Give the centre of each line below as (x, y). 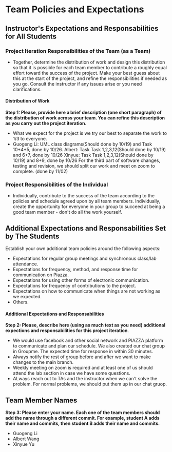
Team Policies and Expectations (75, 9)
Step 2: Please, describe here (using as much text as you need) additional (85, 325)
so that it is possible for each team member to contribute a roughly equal (90, 67)
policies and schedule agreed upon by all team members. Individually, (87, 201)
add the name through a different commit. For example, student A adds (83, 418)
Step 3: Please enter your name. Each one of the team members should (83, 413)
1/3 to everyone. (30, 139)
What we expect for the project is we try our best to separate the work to (90, 133)
